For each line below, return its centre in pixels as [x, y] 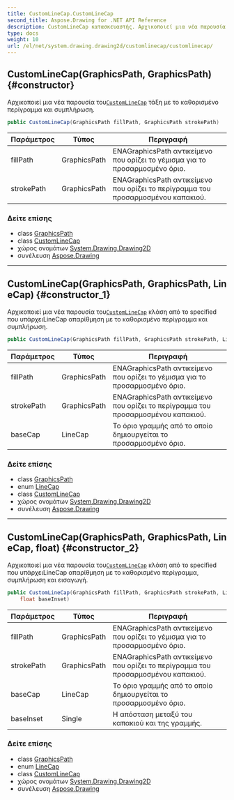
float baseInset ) [45, 599]
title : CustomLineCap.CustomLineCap [60, 14]
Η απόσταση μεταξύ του [153, 714]
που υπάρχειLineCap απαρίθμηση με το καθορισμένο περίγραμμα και [107, 319]
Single [72, 718]
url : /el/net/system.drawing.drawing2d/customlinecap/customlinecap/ [110, 46]
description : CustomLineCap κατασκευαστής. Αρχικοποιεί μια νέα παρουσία [117, 27]
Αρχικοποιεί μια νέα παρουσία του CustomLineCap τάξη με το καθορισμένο [113, 102]
